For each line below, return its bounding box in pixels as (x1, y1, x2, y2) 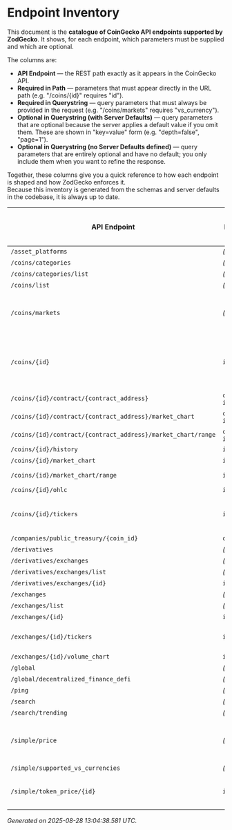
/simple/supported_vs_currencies (10, 764, 121, 772)
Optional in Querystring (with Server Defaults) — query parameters (17, 113, 213, 122)
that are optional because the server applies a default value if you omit (17, 120, 219, 129)
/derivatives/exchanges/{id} (10, 579, 106, 587)
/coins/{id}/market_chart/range (10, 471, 117, 479)
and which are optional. (7, 42, 74, 50)
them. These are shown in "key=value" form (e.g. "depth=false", (17, 128, 200, 136)
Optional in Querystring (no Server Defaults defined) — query (17, 142, 198, 151)
